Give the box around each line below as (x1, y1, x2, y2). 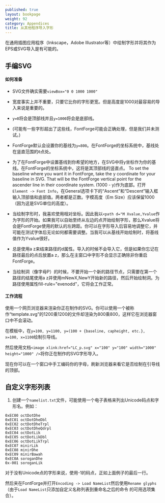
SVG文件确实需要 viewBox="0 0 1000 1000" (12, 88, 98, 94)
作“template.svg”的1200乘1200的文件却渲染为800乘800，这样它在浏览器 (5, 311, 153, 317)
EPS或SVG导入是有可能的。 (5, 46, 61, 52)
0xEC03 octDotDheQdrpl (5, 426, 52, 431)
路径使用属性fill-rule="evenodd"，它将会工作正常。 (12, 281, 116, 287)
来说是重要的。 (16, 104, 47, 111)
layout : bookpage (5, 12, 41, 17)
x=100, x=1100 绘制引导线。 (5, 334, 60, 340)
